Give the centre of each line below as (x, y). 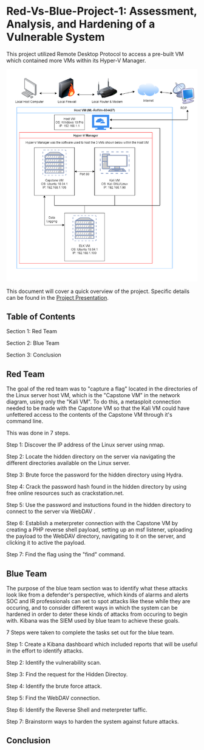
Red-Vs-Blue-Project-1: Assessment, (102, 11)
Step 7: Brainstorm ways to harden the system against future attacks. (93, 721)
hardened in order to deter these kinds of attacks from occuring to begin (97, 614)
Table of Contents (41, 317)
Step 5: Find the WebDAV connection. (53, 698)
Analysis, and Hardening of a (81, 24)
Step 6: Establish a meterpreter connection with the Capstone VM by (92, 523)
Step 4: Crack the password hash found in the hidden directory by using (97, 487)
